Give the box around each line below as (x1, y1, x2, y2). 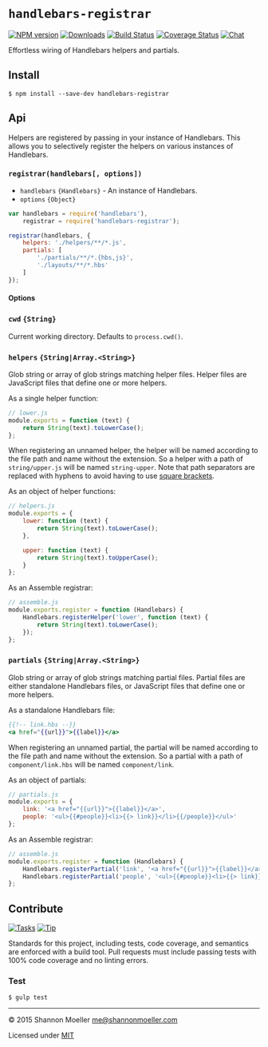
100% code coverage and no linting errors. (8, 956, 149, 965)
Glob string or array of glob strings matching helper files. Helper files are (8, 369, 247, 379)
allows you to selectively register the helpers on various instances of (8, 141, 234, 150)
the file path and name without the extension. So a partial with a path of (8, 750, 243, 761)
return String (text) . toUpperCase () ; (37, 554, 159, 562)
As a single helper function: (8, 393, 99, 403)
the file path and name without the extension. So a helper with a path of (8, 454, 243, 464)
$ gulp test (8, 993, 48, 1001)
